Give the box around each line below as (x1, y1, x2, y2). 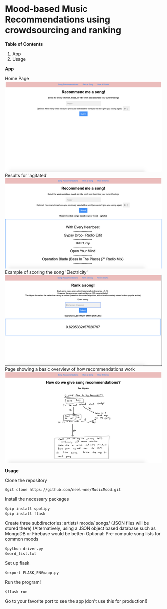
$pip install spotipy (5, 506, 50, 511)
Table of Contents (5, 41, 43, 47)
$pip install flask (5, 511, 46, 516)
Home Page (5, 75, 29, 81)
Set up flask (5, 560, 30, 566)
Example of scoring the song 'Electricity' (5, 269, 88, 275)
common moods (5, 536, 39, 542)
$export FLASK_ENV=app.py (5, 570, 59, 576)
